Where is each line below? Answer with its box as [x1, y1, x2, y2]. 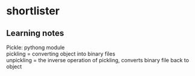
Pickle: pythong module [6, 44, 65, 51]
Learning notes [6, 28, 64, 38]
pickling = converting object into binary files [6, 50, 116, 57]
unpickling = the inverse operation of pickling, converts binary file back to [6, 57, 190, 63]
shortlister [6, 4, 60, 18]
